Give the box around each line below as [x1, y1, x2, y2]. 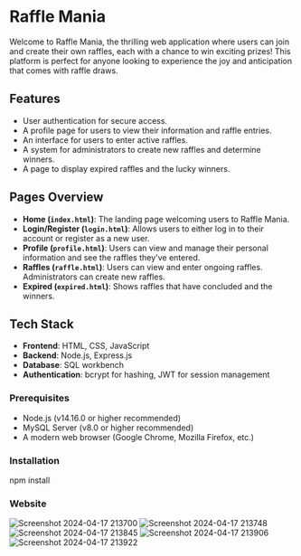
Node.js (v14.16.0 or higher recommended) [22, 412, 182, 423]
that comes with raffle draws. [9, 65, 119, 76]
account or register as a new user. [22, 232, 150, 243]
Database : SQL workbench [22, 360, 125, 371]
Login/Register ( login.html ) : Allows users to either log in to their [22, 223, 265, 234]
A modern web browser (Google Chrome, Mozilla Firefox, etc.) [22, 431, 255, 442]
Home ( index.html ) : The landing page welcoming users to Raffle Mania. [22, 213, 290, 224]
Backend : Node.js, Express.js [22, 350, 133, 361]
